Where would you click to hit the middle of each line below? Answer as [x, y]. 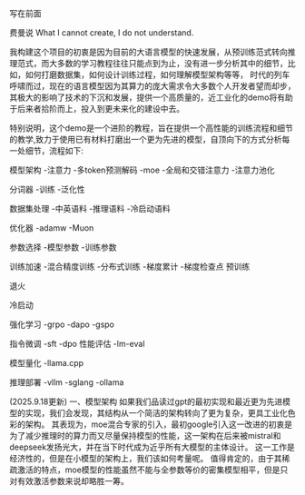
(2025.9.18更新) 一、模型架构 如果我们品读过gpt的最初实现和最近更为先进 [146, 401]
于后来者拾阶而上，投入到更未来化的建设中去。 [97, 109]
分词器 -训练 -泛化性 [47, 189]
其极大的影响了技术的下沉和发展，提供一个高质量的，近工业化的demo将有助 [151, 97]
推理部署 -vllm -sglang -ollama [67, 382]
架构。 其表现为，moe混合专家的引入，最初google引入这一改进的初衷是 [159, 424]
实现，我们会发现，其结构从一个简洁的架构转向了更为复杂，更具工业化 [156, 413]
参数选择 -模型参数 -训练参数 [63, 247]
